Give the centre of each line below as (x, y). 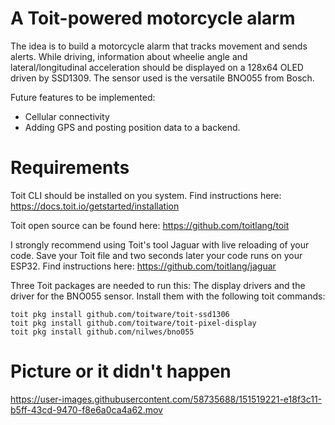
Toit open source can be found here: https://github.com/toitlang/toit (150, 225)
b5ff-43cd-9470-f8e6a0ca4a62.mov (86, 409)
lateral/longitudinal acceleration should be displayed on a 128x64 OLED (157, 67)
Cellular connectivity (67, 116)
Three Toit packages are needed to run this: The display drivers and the (158, 285)
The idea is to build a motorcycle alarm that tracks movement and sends (159, 46)
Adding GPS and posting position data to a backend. (132, 127)
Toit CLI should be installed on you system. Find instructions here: (146, 195)
